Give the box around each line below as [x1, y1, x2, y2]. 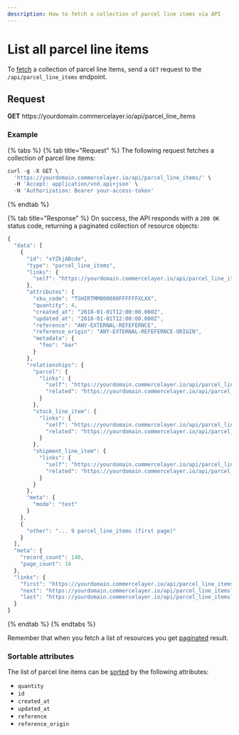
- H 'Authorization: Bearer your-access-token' [14, 187, 154, 195]
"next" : [20, 587, 43, 594]
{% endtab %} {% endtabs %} [7, 620, 96, 629]
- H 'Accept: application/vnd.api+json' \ [14, 181, 139, 188]
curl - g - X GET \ [7, 167, 59, 175]
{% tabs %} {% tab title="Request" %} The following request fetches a [7, 146, 215, 154]
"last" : [20, 594, 43, 601]
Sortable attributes [7, 651, 75, 661]
